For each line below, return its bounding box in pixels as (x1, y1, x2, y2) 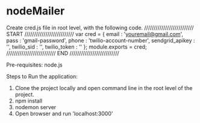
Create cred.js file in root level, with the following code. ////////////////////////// (6, 24, 194, 31)
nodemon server (14, 103, 57, 110)
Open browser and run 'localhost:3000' (14, 110, 113, 117)
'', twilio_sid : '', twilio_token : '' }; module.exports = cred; (6, 43, 148, 50)
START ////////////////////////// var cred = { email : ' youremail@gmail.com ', (6, 30, 184, 37)
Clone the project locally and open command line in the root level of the (14, 84, 193, 91)
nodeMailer (6, 4, 65, 18)
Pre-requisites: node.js (6, 61, 63, 68)
